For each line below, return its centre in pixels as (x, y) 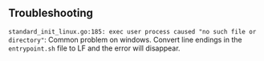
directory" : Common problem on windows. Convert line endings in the (125, 39)
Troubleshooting (51, 13)
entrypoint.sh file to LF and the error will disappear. (94, 48)
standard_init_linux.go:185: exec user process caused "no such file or (132, 31)
